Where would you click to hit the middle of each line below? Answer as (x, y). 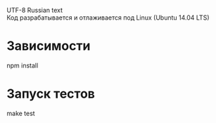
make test (21, 113)
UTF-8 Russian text (35, 10)
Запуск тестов (51, 94)
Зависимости (49, 46)
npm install (23, 65)
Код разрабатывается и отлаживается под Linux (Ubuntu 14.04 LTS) (108, 18)
